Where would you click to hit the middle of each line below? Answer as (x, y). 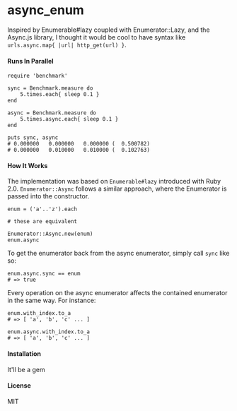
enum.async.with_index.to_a (49, 332)
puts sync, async (33, 138)
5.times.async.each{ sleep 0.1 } (69, 119)
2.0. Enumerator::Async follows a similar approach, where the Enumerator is (117, 189)
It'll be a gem (26, 369)
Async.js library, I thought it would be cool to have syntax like (97, 37)
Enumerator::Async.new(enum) (50, 234)
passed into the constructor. (48, 196)
